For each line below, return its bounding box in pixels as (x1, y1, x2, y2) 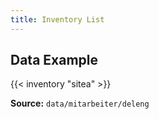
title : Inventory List (10, 14, 105, 25)
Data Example (10, 52, 99, 69)
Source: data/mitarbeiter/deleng (10, 97, 150, 110)
